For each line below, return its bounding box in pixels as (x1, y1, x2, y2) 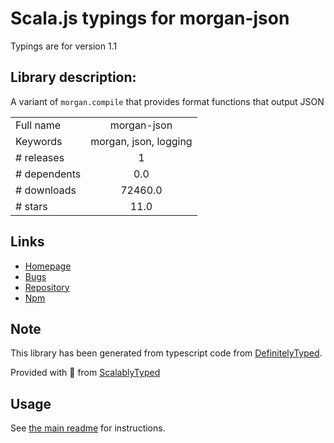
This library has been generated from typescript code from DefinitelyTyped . (10, 347, 323, 359)
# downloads (15, 183, 77, 197)
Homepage (24, 260, 72, 272)
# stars (15, 199, 48, 213)
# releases (15, 150, 65, 164)
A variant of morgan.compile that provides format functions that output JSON (10, 95, 325, 107)
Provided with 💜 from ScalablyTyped (10, 367, 161, 379)
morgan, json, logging (90, 134, 193, 148)
